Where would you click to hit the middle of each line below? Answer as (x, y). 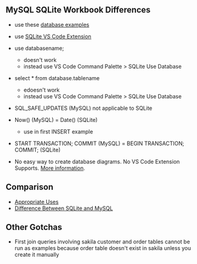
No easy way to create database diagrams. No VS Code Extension (97, 161)
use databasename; (39, 48)
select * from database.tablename (57, 78)
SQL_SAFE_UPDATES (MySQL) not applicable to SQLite (83, 108)
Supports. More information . (50, 168)
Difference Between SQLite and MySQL (64, 208)
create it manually (37, 255)
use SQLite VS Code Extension (53, 36)
